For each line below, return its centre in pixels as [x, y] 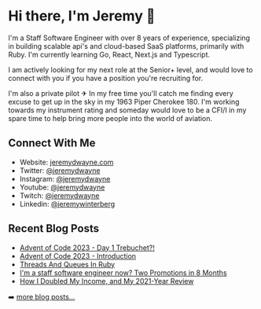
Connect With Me [52, 143]
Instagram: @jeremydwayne [65, 178]
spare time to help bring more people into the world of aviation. [110, 118]
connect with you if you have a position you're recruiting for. [106, 78]
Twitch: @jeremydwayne [59, 195]
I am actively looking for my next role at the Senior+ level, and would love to [130, 69]
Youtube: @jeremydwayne [62, 187]
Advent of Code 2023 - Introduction [77, 256]
